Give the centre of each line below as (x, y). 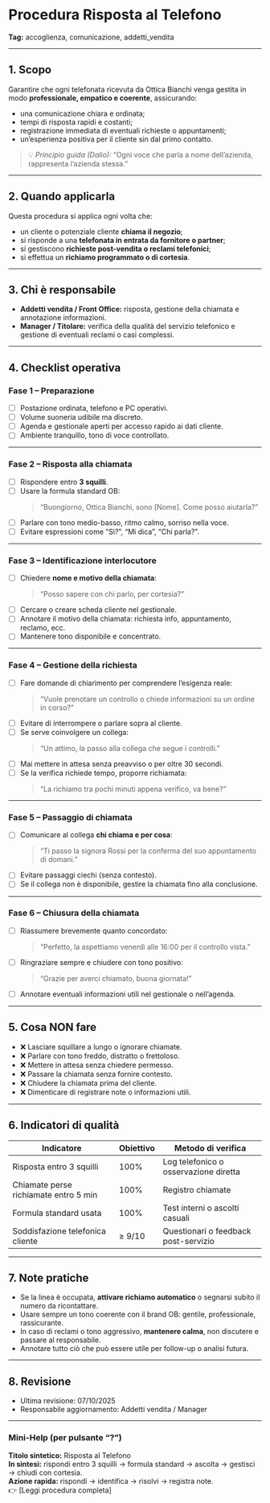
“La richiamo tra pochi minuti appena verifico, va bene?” (133, 789)
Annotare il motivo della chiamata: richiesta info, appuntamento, (125, 619)
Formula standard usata (57, 1213)
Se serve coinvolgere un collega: (74, 732)
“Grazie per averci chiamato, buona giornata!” (116, 978)
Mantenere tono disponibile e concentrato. (90, 636)
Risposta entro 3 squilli (55, 1166)
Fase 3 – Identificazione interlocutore (82, 561)
